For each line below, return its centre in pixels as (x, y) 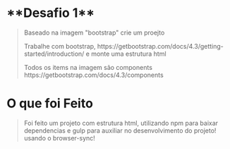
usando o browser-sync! (60, 138)
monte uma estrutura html (128, 54)
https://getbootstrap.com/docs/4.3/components (93, 75)
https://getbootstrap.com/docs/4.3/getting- (160, 46)
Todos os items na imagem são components (88, 67)
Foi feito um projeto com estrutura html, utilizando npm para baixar (121, 123)
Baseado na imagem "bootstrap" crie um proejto (94, 32)
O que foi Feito (50, 103)
